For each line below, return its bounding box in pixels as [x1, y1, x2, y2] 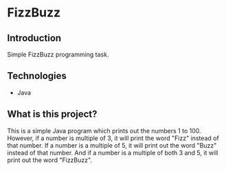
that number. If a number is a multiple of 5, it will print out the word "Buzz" [7, 141, 217, 149]
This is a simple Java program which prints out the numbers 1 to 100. [7, 126, 201, 135]
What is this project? [7, 109, 98, 120]
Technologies [7, 70, 67, 82]
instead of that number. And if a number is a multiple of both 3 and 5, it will [7, 148, 218, 157]
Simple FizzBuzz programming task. [7, 50, 109, 58]
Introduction [7, 32, 62, 44]
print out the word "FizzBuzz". [7, 156, 93, 164]
